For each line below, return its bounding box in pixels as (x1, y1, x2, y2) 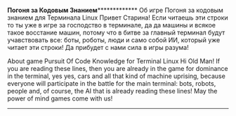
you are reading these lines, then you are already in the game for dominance (7, 65, 228, 72)
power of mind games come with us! (7, 94, 113, 103)
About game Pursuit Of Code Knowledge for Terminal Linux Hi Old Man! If (7, 57, 221, 65)
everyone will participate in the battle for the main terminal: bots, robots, (7, 79, 216, 87)
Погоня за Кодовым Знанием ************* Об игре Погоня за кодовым (7, 6, 223, 14)
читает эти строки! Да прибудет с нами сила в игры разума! (7, 44, 189, 51)
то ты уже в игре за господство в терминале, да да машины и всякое (7, 21, 216, 29)
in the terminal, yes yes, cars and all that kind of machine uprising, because (7, 72, 226, 80)
